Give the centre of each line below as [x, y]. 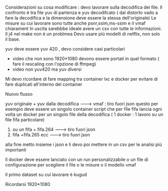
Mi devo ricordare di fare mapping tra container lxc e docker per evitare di [81, 79]
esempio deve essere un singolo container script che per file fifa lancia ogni [83, 109]
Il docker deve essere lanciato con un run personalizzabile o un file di [77, 159]
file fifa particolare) [25, 120]
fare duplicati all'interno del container [44, 84]
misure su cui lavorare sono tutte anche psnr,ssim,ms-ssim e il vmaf [75, 23]
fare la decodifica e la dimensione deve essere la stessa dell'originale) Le [81, 18]
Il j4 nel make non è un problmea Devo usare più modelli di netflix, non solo [83, 34]
